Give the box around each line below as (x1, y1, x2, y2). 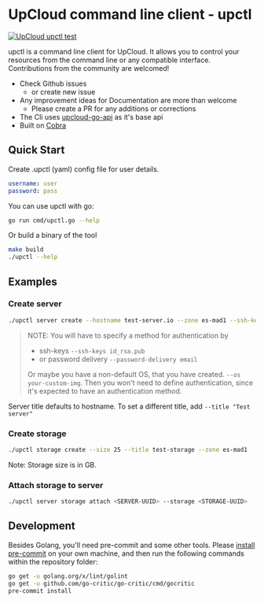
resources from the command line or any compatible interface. (8, 55, 211, 65)
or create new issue (31, 87, 96, 96)
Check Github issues (19, 79, 87, 88)
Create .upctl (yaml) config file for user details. (8, 164, 159, 174)
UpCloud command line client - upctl (8, 6, 252, 24)
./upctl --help (8, 253, 58, 261)
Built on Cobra (19, 120, 67, 130)
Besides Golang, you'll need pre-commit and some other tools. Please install (8, 540, 255, 549)
